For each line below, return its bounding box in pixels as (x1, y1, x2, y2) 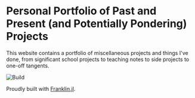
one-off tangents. (6, 62, 49, 69)
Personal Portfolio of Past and (6, 4, 157, 18)
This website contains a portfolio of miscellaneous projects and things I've (6, 49, 189, 56)
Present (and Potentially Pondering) (6, 17, 187, 30)
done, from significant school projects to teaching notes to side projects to (6, 56, 190, 63)
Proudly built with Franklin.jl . (6, 85, 76, 92)
